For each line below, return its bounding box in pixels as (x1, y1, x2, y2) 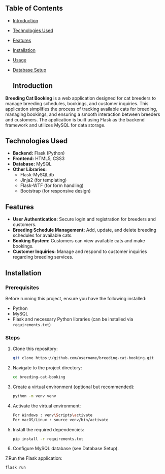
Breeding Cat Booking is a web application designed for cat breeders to (5, 95, 156, 101)
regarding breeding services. (12, 254, 74, 260)
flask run (5, 465, 26, 470)
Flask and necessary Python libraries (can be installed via (12, 316, 134, 322)
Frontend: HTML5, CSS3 (12, 155, 65, 162)
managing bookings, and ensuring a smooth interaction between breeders (5, 111, 160, 117)
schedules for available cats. (12, 232, 73, 238)
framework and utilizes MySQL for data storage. (5, 122, 106, 128)
